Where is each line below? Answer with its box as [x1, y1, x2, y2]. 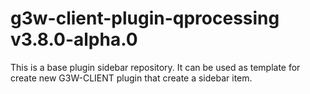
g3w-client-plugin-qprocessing [10, 7, 280, 30]
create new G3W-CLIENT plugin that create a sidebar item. [10, 72, 253, 84]
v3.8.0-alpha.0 [10, 28, 138, 51]
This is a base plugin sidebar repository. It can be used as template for [10, 61, 301, 73]
